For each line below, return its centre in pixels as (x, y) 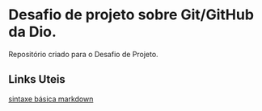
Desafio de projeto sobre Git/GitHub (131, 15)
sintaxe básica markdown (51, 99)
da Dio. (32, 32)
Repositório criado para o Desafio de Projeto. (84, 54)
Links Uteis (37, 79)
